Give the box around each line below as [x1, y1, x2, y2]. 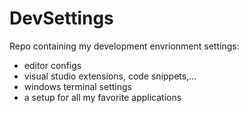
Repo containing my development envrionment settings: [9, 40, 240, 52]
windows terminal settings [23, 80, 132, 92]
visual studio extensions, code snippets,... [23, 70, 197, 82]
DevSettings [9, 7, 114, 30]
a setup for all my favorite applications [23, 91, 182, 103]
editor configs [23, 59, 82, 71]
